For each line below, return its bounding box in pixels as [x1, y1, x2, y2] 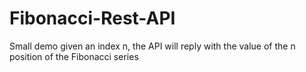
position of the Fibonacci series [9, 50, 139, 62]
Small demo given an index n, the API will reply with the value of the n [9, 40, 296, 52]
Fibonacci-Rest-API [9, 7, 176, 30]
